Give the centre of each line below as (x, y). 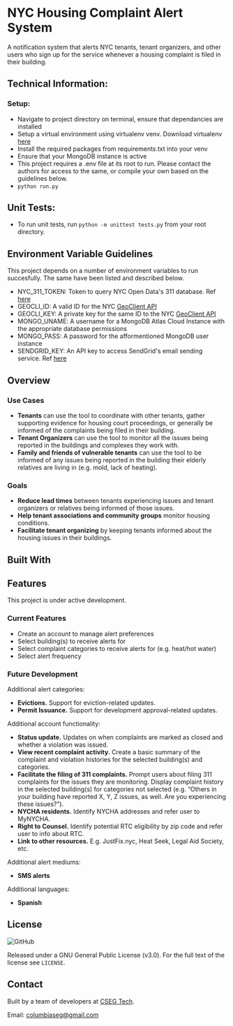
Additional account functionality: (54, 724)
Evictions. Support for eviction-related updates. (86, 703)
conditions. (33, 523)
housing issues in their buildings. (65, 538)
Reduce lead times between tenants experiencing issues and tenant (115, 501)
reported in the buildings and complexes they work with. (98, 445)
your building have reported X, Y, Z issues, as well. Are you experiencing (122, 797)
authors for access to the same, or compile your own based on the (113, 171)
